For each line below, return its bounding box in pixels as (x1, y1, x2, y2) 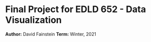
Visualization (5, 14, 62, 26)
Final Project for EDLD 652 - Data (5, 4, 146, 15)
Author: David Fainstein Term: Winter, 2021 (5, 31, 96, 37)
